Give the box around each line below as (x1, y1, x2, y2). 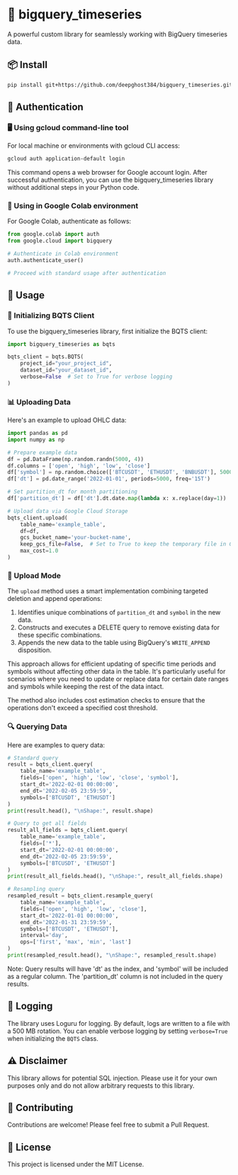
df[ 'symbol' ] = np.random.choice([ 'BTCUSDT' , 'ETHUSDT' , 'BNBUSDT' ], (7, 469, 217, 476)
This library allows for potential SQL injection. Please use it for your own (7, 1073, 217, 1082)
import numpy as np (7, 436, 65, 443)
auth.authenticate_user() (7, 257, 84, 264)
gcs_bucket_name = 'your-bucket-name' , (20, 534, 132, 541)
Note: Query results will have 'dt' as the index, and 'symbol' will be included (7, 964, 229, 973)
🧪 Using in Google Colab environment (7, 201, 139, 211)
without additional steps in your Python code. (7, 183, 140, 192)
